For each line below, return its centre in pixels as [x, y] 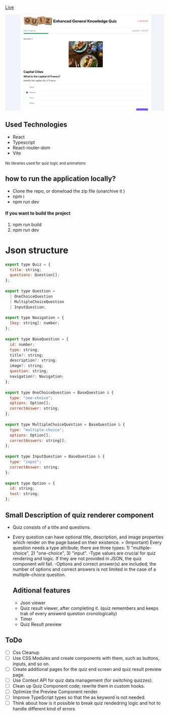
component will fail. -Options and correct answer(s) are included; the [84, 564]
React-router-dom [31, 148]
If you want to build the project [38, 213]
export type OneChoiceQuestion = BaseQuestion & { [60, 392]
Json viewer [33, 603]
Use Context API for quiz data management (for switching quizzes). [82, 680]
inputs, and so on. [31, 664]
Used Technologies [36, 125]
